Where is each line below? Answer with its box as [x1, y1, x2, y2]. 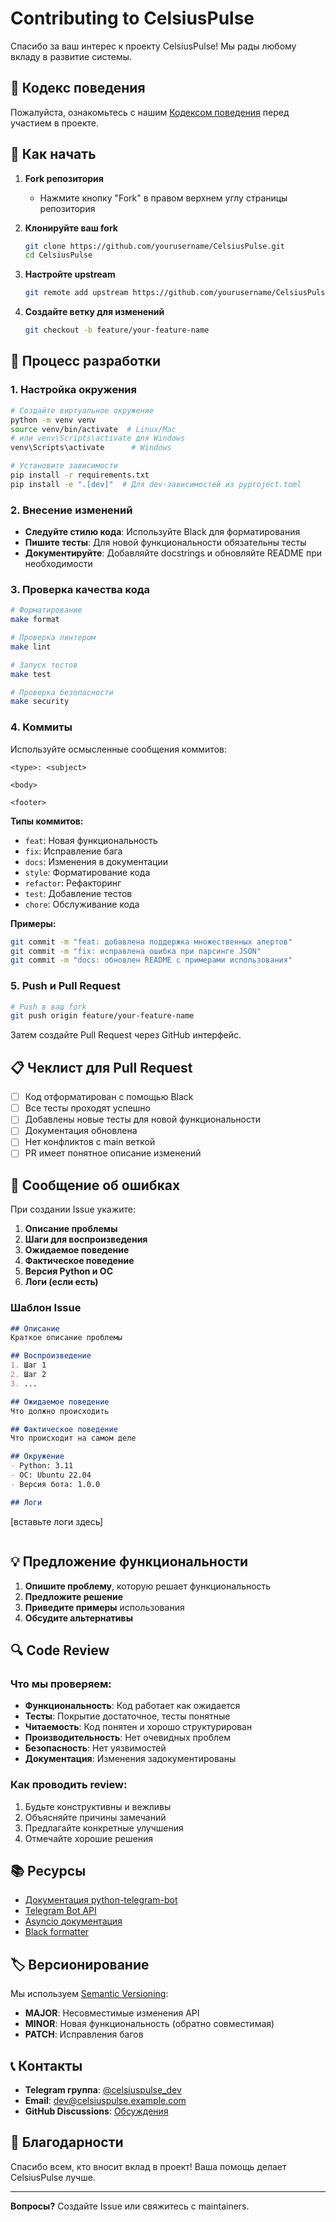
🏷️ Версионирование [10, 1956, 150, 1973]
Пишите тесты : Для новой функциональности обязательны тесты [24, 537, 307, 549]
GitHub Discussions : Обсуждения [24, 2105, 169, 2117]
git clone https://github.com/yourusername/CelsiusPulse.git [24, 241, 286, 251]
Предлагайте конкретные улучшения [24, 1822, 184, 1834]
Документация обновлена [24, 1125, 138, 1137]
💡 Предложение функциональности [10, 1553, 249, 1571]
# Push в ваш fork [10, 1002, 87, 1012]
